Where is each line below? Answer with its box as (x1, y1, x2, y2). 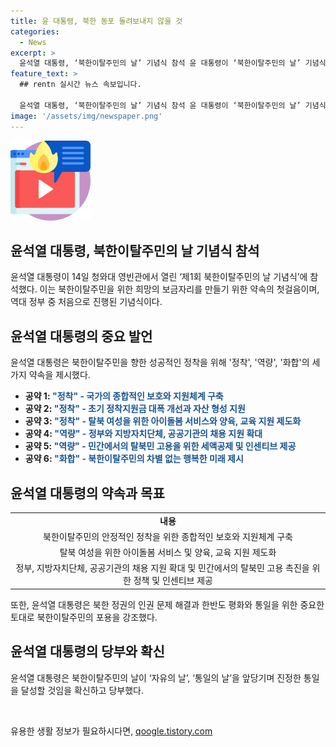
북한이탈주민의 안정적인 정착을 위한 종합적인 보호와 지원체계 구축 (43, 530, 293, 542)
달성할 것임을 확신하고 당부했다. (20, 684, 144, 696)
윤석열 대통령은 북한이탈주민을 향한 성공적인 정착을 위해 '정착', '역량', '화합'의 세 (10, 356, 321, 369)
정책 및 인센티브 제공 (133, 575, 213, 587)
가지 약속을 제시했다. (10, 369, 91, 381)
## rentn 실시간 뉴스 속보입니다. (19, 80, 142, 90)
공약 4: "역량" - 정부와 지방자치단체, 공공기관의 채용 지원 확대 (24, 428, 263, 440)
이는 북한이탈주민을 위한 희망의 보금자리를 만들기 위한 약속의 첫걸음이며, (39, 283, 320, 295)
